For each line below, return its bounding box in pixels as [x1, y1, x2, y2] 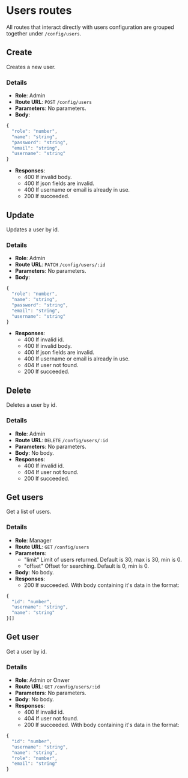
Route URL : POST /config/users [14, 99, 92, 106]
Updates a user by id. [6, 226, 59, 233]
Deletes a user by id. [6, 401, 57, 409]
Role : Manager [14, 536, 52, 544]
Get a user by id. [6, 648, 47, 655]
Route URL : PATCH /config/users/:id [14, 261, 106, 268]
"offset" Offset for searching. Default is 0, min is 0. [23, 562, 149, 570]
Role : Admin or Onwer [14, 676, 70, 684]
